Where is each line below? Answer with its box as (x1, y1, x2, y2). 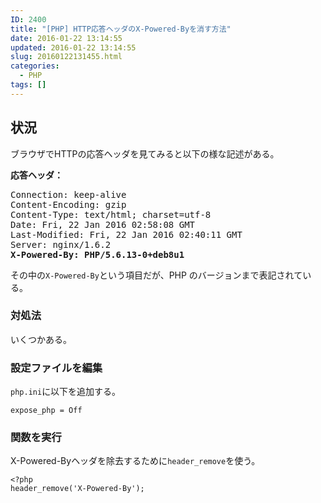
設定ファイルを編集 (10, 361, 103, 375)
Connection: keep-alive (10, 189, 127, 200)
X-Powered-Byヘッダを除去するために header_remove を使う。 (10, 455, 261, 467)
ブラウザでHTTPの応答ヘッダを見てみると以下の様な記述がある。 (10, 147, 280, 160)
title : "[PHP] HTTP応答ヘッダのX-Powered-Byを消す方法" (10, 24, 232, 34)
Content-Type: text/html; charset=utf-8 (10, 209, 212, 220)
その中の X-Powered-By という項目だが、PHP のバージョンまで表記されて (10, 269, 303, 281)
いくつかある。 (10, 333, 72, 345)
